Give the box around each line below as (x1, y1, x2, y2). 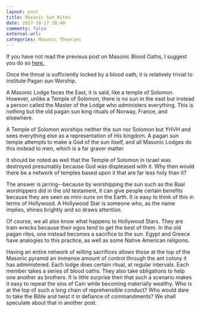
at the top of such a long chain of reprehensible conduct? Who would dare (6, 286, 189, 293)
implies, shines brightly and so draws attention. (6, 206, 122, 213)
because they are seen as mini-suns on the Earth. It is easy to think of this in (6, 194, 194, 200)
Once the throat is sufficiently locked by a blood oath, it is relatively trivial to (6, 71, 193, 78)
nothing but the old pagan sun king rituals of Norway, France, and (6, 108, 168, 115)
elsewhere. (6, 114, 33, 121)
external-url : (6, 31, 42, 37)
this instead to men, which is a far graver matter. (6, 145, 125, 152)
